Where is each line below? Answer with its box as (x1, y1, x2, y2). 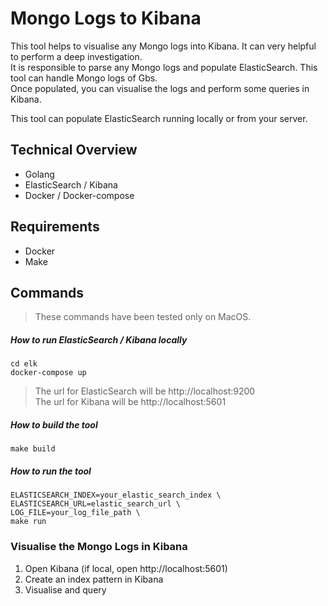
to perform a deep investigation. (10, 50, 143, 62)
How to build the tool (10, 418, 98, 431)
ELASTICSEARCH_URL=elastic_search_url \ (10, 499, 182, 509)
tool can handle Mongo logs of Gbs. (10, 72, 158, 84)
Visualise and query (24, 583, 107, 596)
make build (10, 444, 56, 454)
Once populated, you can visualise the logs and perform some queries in (10, 82, 310, 94)
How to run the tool (10, 465, 92, 477)
